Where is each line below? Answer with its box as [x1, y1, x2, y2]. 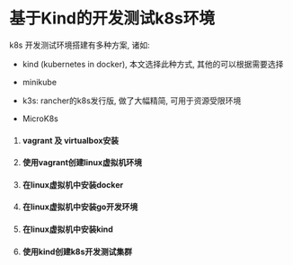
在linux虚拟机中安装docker [22, 179, 124, 190]
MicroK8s [22, 113, 58, 124]
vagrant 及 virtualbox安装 [22, 135, 120, 146]
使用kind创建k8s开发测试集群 [22, 246, 133, 257]
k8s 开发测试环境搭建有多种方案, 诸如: [9, 40, 150, 50]
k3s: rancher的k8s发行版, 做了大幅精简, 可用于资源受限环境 [22, 95, 242, 106]
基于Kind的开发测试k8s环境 [9, 8, 216, 29]
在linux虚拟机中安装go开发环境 [22, 201, 138, 212]
